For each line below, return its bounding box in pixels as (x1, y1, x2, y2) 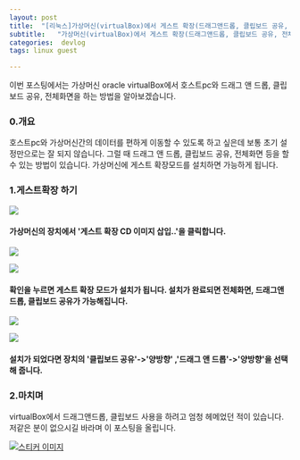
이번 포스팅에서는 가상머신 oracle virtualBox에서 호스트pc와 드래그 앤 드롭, (9, 79, 271, 90)
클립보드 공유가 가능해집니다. (28, 296, 129, 306)
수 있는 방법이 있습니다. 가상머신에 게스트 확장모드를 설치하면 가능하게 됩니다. (9, 160, 279, 171)
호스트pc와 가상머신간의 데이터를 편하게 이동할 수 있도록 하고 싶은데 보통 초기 (9, 138, 279, 148)
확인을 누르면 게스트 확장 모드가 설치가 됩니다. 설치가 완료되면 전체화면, (9, 284, 254, 295)
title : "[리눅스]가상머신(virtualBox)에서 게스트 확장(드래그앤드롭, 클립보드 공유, (9, 21, 288, 30)
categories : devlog (9, 38, 87, 47)
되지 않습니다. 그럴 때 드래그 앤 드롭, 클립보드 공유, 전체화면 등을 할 (56, 148, 290, 159)
